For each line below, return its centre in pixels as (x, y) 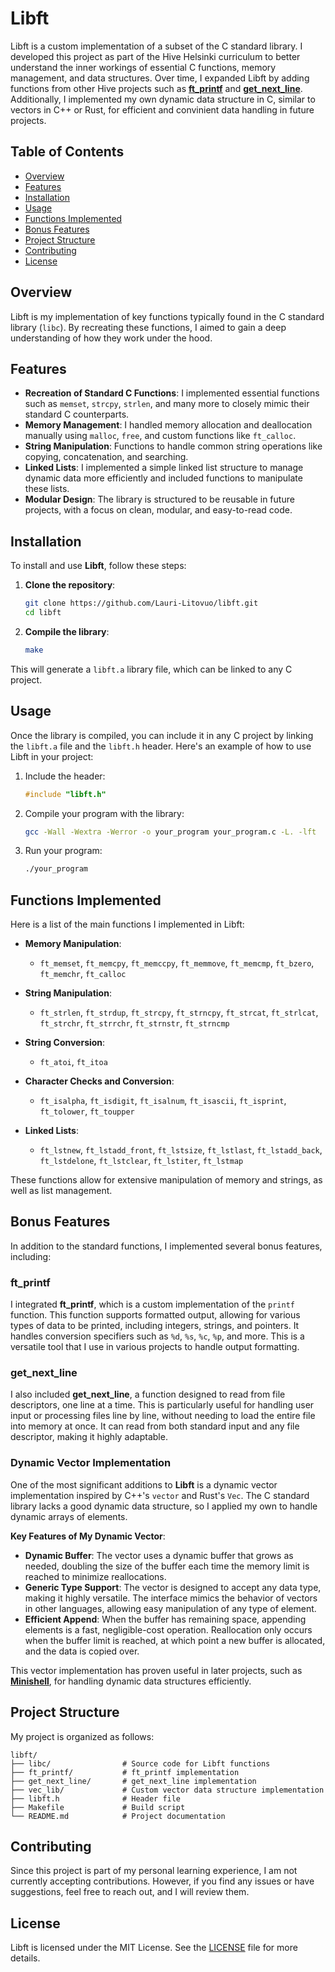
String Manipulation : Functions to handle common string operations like (173, 446)
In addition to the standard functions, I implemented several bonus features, (166, 1246)
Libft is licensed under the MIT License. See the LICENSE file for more (154, 1948)
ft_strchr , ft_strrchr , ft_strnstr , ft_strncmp (134, 1023)
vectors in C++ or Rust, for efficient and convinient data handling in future (162, 109)
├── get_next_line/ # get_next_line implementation (133, 1781)
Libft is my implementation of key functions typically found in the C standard (167, 316)
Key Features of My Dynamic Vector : (88, 1536)
